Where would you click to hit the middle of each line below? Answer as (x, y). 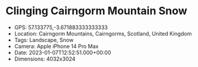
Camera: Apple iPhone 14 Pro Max (57, 46)
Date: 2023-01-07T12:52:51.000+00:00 (63, 52)
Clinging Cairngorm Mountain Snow (97, 11)
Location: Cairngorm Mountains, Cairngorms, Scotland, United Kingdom (103, 33)
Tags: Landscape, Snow (44, 40)
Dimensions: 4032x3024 (45, 59)
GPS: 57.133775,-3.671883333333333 (61, 27)
